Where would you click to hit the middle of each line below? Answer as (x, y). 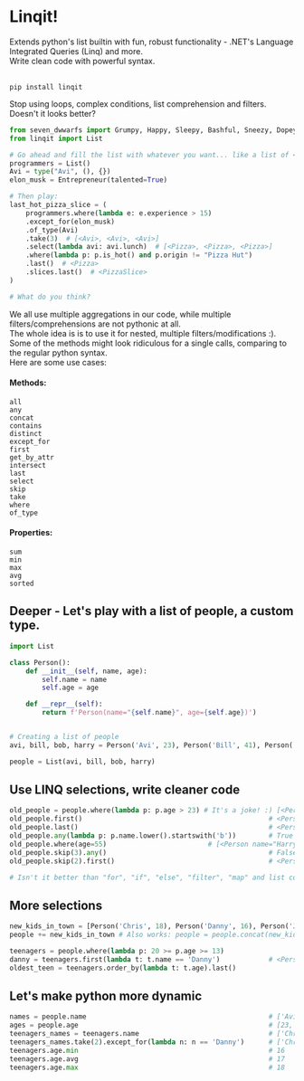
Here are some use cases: (58, 362)
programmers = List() (50, 163)
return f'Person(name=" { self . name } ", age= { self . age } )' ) (149, 713)
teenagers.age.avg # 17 (147, 1059)
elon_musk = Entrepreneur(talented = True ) (89, 180)
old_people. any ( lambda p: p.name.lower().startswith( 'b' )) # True (152, 836)
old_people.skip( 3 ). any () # (141, 852)
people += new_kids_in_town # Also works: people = (109, 935)
